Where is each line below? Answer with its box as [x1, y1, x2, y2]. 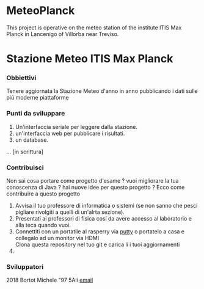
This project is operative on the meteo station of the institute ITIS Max [6, 24, 182, 31]
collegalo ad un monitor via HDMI [15, 235, 100, 242]
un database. [15, 136, 49, 144]
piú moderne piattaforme [6, 94, 69, 101]
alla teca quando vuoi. [15, 221, 71, 229]
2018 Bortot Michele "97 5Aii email [6, 276, 93, 284]
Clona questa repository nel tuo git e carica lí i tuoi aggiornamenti [15, 241, 180, 248]
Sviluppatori [6, 262, 44, 271]
